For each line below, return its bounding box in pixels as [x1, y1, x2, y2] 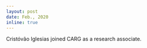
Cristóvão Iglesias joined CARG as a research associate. [6, 36, 142, 43]
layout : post [6, 8, 38, 15]
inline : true [6, 19, 38, 25]
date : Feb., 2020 [6, 14, 49, 20]
